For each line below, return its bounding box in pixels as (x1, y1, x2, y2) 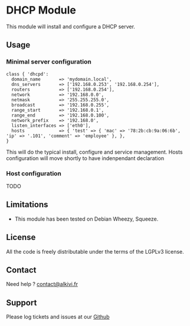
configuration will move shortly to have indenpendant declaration (6, 154, 164, 162)
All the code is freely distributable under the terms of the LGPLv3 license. (6, 248, 184, 255)
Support (6, 298, 37, 308)
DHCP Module (6, 4, 77, 17)
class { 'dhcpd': (6, 71, 49, 77)
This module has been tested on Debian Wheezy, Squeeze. (14, 215, 159, 222)
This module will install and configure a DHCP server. (6, 23, 136, 30)
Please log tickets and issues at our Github (6, 313, 110, 321)
